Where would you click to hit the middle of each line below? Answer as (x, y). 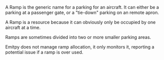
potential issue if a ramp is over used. (44, 52)
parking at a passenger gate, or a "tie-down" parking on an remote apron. (82, 12)
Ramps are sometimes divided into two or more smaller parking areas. (78, 37)
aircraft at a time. (23, 27)
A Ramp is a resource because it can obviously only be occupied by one (80, 22)
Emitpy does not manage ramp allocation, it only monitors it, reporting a (80, 47)
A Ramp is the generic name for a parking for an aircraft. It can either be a (82, 7)
